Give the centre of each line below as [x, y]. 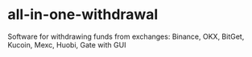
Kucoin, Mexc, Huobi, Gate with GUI [67, 44]
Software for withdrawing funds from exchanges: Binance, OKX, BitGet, [126, 36]
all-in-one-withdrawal [83, 15]
